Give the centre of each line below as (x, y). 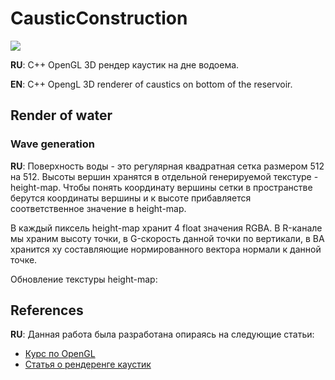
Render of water (61, 115)
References (47, 310)
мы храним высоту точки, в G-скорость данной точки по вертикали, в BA (167, 238)
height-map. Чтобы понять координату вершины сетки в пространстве (161, 187)
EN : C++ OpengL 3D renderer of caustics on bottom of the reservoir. (151, 84)
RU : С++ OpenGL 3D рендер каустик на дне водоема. (125, 64)
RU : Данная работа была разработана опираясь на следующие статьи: (162, 334)
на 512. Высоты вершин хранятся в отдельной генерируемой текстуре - (164, 176)
